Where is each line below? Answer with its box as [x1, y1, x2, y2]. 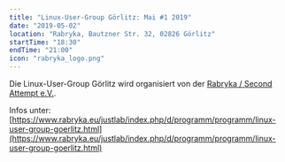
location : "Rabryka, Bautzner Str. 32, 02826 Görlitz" [9, 29, 216, 38]
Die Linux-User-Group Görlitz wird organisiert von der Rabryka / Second [9, 79, 273, 89]
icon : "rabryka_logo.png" [9, 54, 104, 63]
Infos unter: [9, 105, 51, 115]
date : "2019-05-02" [9, 21, 81, 30]
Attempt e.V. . [9, 88, 57, 98]
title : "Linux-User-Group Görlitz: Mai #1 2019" [9, 12, 192, 22]
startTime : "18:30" [9, 37, 81, 47]
